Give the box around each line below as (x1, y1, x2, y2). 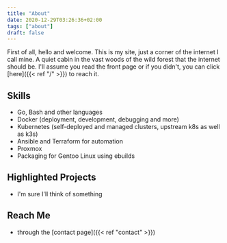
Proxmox (16, 145, 42, 153)
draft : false (7, 29, 44, 36)
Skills (7, 90, 31, 102)
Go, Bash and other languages (16, 108, 103, 117)
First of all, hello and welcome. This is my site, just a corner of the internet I (7, 48, 219, 56)
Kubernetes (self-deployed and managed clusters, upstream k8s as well (16, 123, 220, 131)
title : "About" (7, 10, 51, 17)
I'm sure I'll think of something (16, 189, 103, 198)
